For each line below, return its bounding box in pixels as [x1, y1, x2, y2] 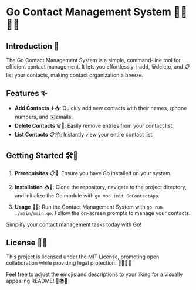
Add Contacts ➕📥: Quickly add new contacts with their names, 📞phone [14, 104, 187, 111]
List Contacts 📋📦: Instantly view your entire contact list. [14, 131, 154, 138]
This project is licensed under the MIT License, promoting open [6, 253, 160, 260]
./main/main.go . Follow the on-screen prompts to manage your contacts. [14, 209, 191, 216]
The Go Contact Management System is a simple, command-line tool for [6, 57, 181, 63]
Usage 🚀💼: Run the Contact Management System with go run [14, 203, 163, 210]
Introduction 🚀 [6, 41, 60, 51]
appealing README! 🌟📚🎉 [6, 278, 69, 285]
